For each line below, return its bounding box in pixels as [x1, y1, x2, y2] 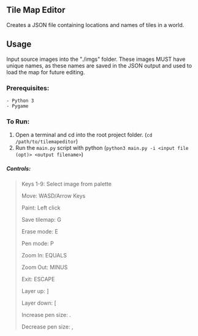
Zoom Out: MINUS [21, 264, 68, 271]
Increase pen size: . [21, 311, 71, 319]
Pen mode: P [21, 240, 54, 248]
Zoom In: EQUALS [21, 252, 67, 259]
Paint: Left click [21, 204, 61, 211]
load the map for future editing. [6, 68, 85, 76]
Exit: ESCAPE [21, 276, 55, 283]
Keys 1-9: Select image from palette [21, 181, 112, 188]
